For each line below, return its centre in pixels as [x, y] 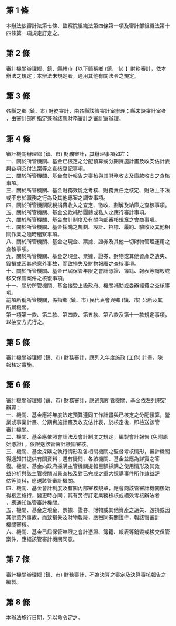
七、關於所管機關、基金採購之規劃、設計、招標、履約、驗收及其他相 [88, 227]
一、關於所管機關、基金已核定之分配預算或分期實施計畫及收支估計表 [88, 161]
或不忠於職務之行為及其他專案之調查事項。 [57, 198]
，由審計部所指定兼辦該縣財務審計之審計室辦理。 [65, 118]
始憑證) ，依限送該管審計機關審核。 [49, 444]
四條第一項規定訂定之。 [34, 33]
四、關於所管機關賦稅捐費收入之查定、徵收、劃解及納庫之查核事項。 [88, 205]
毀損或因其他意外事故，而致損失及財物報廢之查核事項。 [73, 264]
